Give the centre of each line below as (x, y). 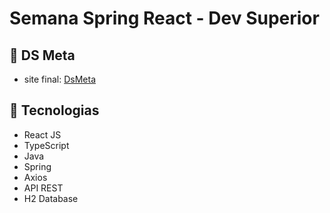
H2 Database (51, 198)
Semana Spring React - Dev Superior (164, 18)
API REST (43, 188)
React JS (42, 134)
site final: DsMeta (59, 79)
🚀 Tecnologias (54, 110)
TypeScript (46, 145)
